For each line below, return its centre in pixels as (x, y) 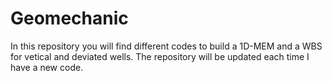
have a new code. (47, 67)
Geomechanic (69, 18)
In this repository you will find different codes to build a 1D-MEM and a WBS (166, 46)
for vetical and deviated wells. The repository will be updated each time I (160, 56)
